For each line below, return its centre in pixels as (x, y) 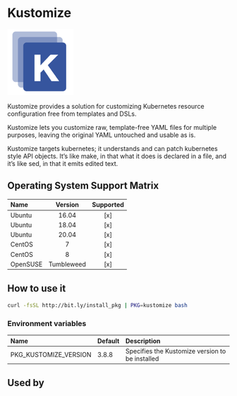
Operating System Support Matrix (83, 186)
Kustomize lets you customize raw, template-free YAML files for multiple (112, 127)
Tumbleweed (67, 264)
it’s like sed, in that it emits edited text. (63, 163)
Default (109, 341)
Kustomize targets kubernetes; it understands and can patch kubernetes (113, 148)
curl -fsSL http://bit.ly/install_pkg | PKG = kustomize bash (98, 306)
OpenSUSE (26, 264)
